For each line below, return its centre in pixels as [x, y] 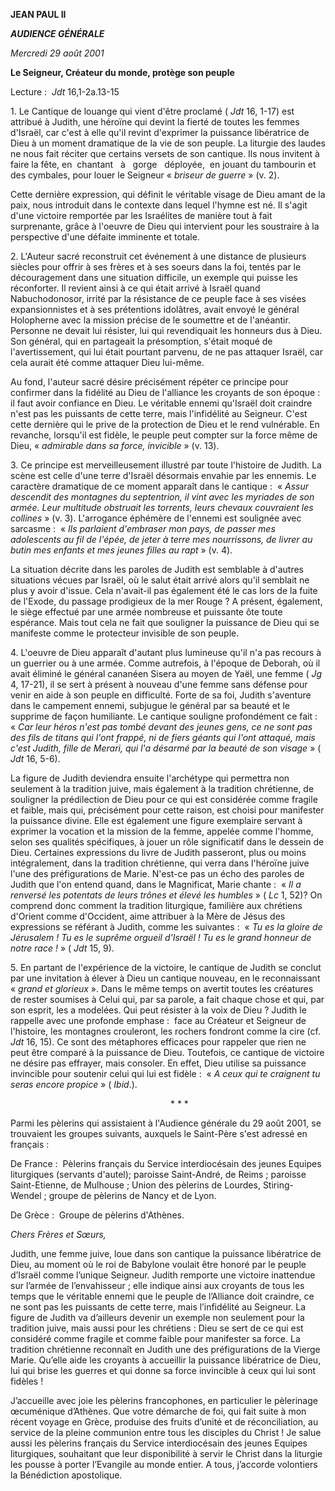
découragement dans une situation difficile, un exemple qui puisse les [154, 277]
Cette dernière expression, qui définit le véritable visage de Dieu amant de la [168, 194]
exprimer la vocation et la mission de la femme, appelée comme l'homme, [162, 831]
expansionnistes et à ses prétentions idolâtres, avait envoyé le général [155, 309]
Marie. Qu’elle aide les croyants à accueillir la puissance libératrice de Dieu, [166, 1360]
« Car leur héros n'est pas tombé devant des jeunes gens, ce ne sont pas [161, 727]
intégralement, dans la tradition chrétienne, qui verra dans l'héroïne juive [160, 863]
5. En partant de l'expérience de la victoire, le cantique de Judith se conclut [166, 967]
